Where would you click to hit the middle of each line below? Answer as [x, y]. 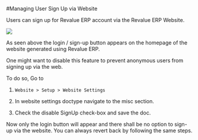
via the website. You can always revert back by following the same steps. [103, 131]
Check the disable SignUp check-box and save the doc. [83, 113]
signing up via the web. [35, 67]
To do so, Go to [25, 78]
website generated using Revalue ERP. [53, 49]
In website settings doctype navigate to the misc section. [84, 101]
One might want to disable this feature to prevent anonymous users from [95, 61]
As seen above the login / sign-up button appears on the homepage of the [97, 43]
